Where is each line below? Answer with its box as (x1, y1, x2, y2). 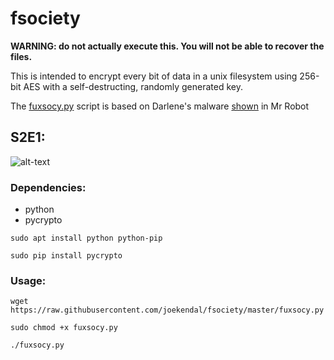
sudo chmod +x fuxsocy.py (10, 323, 118, 333)
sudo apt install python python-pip (10, 233, 163, 244)
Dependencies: (10, 180, 87, 194)
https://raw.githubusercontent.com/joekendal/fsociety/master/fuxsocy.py (10, 305, 325, 316)
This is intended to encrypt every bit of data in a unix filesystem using (10, 70, 298, 82)
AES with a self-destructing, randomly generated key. (23, 80, 244, 92)
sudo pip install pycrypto (10, 251, 123, 261)
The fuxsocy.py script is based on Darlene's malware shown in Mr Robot (10, 100, 310, 112)
